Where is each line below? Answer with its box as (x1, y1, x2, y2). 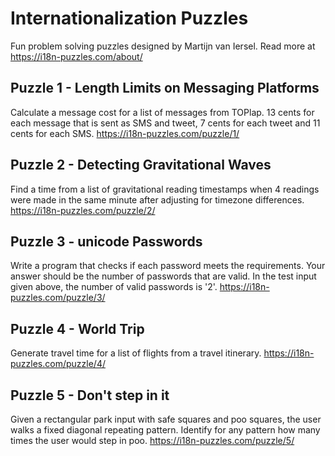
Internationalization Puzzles (10, 7, 249, 30)
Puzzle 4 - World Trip (10, 320, 145, 337)
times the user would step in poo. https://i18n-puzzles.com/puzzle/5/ (10, 435, 295, 446)
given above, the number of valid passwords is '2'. (10, 281, 218, 293)
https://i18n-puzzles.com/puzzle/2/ (10, 204, 156, 216)
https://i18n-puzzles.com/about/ (10, 50, 143, 62)
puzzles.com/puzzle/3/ (10, 292, 106, 304)
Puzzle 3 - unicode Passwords (10, 233, 203, 250)
